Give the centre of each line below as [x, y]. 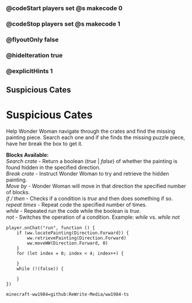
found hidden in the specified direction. [53, 167]
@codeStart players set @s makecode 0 [64, 8]
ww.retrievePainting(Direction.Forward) [77, 238]
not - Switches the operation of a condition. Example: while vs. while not [93, 217]
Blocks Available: [27, 155]
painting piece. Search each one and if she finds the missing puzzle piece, [96, 137]
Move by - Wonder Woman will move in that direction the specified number [96, 186]
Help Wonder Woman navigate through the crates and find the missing [91, 131]
